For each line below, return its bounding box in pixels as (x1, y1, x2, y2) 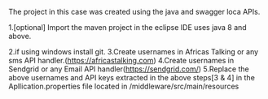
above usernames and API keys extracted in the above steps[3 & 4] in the (8, 73, 255, 82)
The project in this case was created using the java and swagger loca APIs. (8, 7, 261, 16)
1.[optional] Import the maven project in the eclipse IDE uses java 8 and (8, 23, 247, 32)
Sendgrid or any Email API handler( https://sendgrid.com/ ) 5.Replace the (8, 64, 250, 74)
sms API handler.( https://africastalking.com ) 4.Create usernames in (8, 56, 235, 65)
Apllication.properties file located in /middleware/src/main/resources (8, 81, 239, 91)
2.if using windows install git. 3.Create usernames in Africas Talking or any (8, 47, 259, 56)
